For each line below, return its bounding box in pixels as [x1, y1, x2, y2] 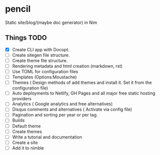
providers [12, 96, 32, 102]
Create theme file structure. [12, 58, 68, 63]
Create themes [12, 128, 42, 135]
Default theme [12, 123, 41, 129]
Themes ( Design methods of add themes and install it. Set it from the [12, 79, 152, 86]
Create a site [12, 139, 38, 145]
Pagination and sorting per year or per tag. [12, 112, 98, 118]
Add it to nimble [12, 145, 44, 151]
